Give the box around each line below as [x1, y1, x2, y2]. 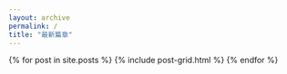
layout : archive [8, 13, 70, 23]
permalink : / [8, 22, 58, 31]
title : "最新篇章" [8, 30, 74, 39]
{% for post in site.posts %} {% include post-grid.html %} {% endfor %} [8, 55, 279, 66]
